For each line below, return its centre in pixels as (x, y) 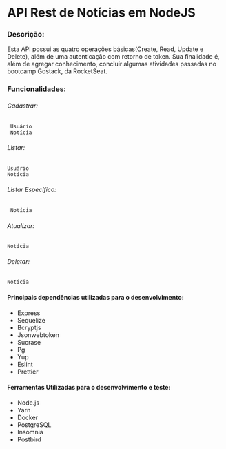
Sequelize (31, 320)
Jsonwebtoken (38, 335)
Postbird (29, 439)
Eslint (25, 364)
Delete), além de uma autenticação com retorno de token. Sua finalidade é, (114, 57)
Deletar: (18, 261)
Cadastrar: (22, 106)
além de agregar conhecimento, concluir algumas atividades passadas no (112, 64)
